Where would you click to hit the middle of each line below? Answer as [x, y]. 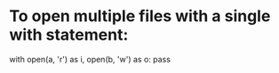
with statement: [69, 35]
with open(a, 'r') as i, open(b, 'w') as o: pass [90, 59]
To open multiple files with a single [140, 16]
